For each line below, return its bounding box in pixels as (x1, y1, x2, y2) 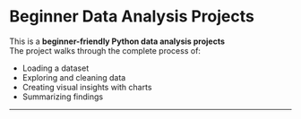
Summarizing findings (21, 91, 104, 102)
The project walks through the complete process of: (9, 45, 202, 55)
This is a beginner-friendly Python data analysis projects (9, 36, 226, 47)
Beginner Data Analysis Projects (9, 6, 255, 27)
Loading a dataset (21, 63, 90, 73)
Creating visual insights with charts (21, 81, 152, 92)
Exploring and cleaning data (21, 72, 126, 82)
